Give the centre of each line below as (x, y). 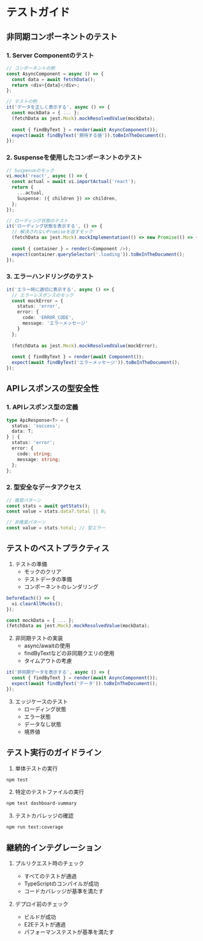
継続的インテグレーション (54, 848)
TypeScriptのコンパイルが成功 (62, 884)
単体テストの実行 (36, 768)
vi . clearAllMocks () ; (37, 604)
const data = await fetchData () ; (54, 79)
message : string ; (39, 459)
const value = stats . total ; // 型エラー (56, 528)
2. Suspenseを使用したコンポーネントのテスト (75, 158)
